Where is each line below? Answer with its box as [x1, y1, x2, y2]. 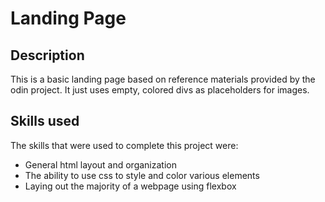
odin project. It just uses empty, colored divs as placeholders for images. [10, 84, 310, 96]
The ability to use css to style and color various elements [24, 169, 260, 181]
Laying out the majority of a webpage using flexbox [24, 180, 237, 192]
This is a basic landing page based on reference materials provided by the [10, 73, 316, 85]
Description [10, 47, 85, 64]
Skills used [10, 113, 80, 130]
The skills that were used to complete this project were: [10, 139, 239, 151]
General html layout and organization [24, 158, 177, 171]
